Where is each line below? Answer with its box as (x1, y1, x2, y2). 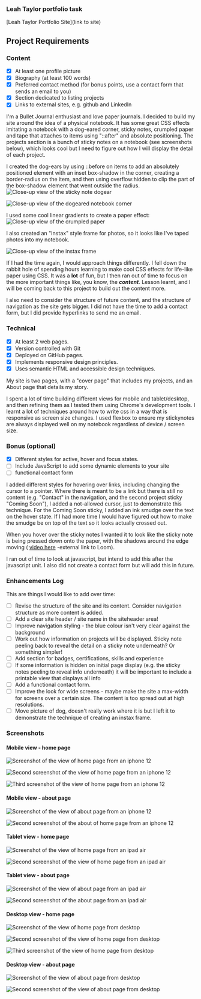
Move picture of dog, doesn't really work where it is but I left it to (14, 707, 175, 714)
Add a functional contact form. (14, 681, 91, 689)
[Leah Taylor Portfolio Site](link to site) (6, 19, 101, 26)
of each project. (6, 151, 46, 158)
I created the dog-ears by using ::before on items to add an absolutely (6, 163, 179, 170)
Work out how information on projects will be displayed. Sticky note (14, 635, 182, 642)
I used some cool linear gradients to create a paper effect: (6, 212, 150, 219)
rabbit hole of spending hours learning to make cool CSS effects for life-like (6, 266, 193, 273)
